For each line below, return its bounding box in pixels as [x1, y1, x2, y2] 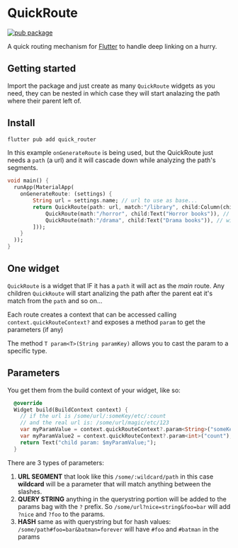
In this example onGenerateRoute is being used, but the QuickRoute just [7, 149, 214, 157]
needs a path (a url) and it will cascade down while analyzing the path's [7, 156, 216, 164]
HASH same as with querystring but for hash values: [17, 517, 171, 525]
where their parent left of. [7, 96, 81, 105]
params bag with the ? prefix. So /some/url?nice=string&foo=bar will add [17, 502, 231, 510]
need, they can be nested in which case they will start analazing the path [7, 89, 220, 97]
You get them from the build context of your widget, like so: [7, 386, 181, 394]
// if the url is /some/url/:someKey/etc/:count [20, 413, 166, 420]
